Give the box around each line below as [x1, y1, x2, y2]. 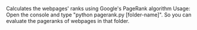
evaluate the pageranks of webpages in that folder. [6, 18, 129, 24]
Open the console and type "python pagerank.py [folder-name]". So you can [6, 11, 192, 18]
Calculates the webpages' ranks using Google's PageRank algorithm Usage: [6, 5, 191, 12]
